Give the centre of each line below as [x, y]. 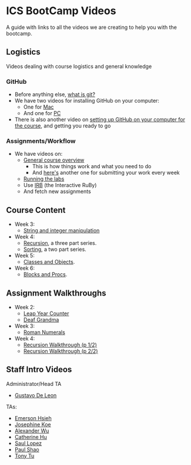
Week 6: [25, 268]
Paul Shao [27, 449]
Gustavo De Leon [36, 395]
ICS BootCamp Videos [61, 11]
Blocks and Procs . [45, 274]
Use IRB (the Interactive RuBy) [60, 185]
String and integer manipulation [61, 231]
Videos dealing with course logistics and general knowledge [79, 66]
